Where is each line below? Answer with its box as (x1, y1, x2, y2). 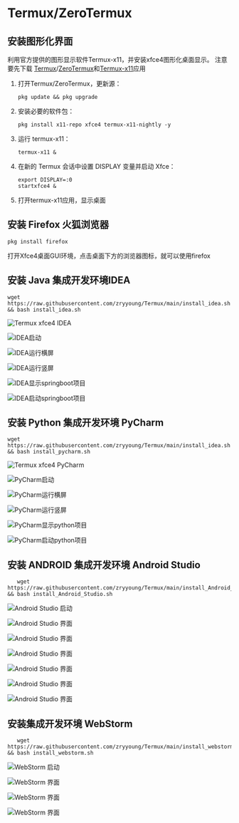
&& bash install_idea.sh (7, 306, 81, 313)
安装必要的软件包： (17, 107, 75, 115)
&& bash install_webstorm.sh (7, 750, 94, 757)
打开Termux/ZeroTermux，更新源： (17, 80, 122, 88)
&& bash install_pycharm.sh (7, 449, 91, 456)
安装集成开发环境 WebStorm (7, 718, 133, 730)
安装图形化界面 (7, 35, 73, 47)
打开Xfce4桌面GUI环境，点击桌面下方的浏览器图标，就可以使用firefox (7, 251, 211, 260)
